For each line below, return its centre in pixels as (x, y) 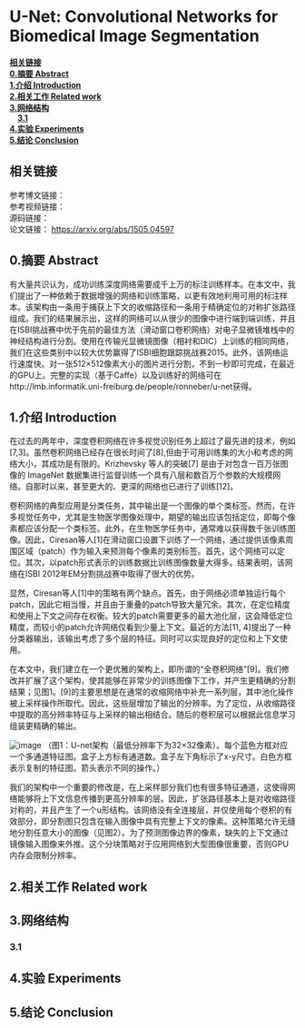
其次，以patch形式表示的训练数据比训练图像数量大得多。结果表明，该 (155, 563)
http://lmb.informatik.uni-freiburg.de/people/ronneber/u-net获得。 (133, 386)
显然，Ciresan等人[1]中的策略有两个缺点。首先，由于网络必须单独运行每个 (148, 593)
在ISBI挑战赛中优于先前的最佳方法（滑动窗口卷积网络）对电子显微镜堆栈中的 (152, 330)
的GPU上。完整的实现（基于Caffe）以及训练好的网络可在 (116, 375)
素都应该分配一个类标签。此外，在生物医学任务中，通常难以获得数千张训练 (148, 529)
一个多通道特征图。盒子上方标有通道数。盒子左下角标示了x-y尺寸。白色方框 (151, 756)
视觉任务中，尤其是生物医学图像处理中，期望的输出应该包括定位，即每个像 (156, 517)
